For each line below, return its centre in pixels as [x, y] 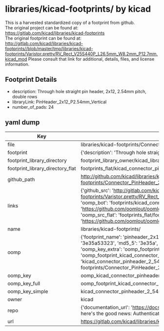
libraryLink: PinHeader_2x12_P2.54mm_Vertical [59, 102]
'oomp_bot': [94, 203]
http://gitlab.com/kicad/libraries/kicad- [44, 43]
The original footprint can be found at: [43, 38]
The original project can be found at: [42, 27]
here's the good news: [106, 313]
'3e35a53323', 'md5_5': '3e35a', [119, 243]
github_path [21, 179]
